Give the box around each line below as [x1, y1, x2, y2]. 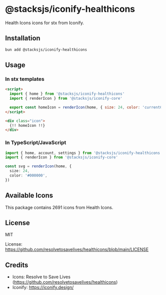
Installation [5, 34, 41, 42]
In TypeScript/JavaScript [5, 139, 67, 146]
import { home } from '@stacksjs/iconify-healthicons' [9, 91, 125, 97]
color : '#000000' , [9, 173, 48, 178]
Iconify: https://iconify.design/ [12, 285, 74, 291]
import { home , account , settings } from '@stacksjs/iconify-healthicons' [5, 150, 163, 155]
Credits [5, 260, 29, 269]
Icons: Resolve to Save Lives [12, 274, 71, 280]
